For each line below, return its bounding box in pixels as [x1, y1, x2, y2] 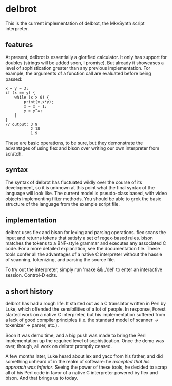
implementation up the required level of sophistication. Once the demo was [5, 338, 164, 344]
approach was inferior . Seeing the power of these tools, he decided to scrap [5, 364, 167, 370]
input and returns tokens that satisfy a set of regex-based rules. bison [5, 235, 153, 241]
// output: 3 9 [5, 122, 38, 127]
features [5, 41, 33, 49]
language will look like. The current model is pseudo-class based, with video [5, 190, 167, 196]
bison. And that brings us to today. [5, 375, 78, 381]
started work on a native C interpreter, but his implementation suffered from [5, 312, 165, 318]
